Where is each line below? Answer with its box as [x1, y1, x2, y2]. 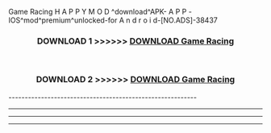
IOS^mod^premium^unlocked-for [8, 15, 118, 25]
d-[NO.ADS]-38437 [152, 15, 218, 25]
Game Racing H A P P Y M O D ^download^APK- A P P [8, 7, 187, 16]
